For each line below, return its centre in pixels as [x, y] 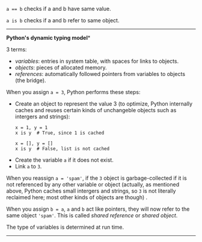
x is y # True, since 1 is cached [60, 133]
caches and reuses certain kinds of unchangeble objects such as [96, 110]
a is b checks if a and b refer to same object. [63, 20]
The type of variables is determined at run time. [65, 227]
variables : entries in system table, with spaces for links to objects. [97, 61]
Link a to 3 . [28, 166]
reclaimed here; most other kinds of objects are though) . [77, 197]
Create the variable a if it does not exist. [64, 160]
